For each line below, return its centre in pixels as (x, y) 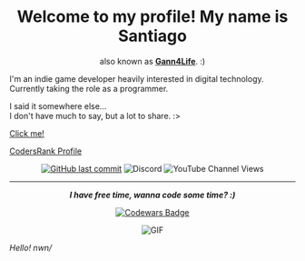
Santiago (152, 36)
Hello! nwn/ (31, 247)
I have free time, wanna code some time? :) (152, 195)
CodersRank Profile (46, 151)
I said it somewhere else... (58, 105)
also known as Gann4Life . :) (152, 61)
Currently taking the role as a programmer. (89, 88)
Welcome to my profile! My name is (152, 17)
